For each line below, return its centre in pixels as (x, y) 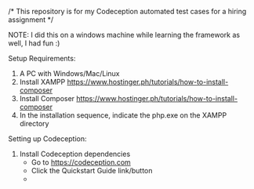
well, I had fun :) (34, 43)
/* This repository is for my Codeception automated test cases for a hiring (127, 11)
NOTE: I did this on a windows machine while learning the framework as (124, 35)
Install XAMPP (42, 82)
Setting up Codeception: (48, 139)
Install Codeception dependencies (75, 154)
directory (34, 124)
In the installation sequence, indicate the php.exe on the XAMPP (123, 115)
